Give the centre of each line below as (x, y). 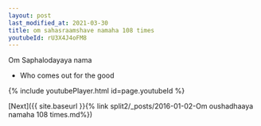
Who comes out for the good (67, 75)
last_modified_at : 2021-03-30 (58, 23)
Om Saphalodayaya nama (50, 60)
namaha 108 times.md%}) (51, 115)
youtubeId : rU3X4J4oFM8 (48, 38)
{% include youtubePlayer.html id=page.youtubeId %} (97, 91)
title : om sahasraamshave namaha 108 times (82, 30)
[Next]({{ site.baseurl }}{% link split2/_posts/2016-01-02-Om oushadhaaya (131, 106)
